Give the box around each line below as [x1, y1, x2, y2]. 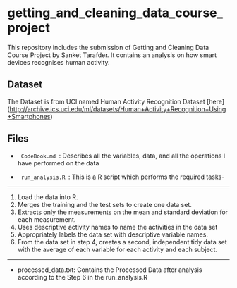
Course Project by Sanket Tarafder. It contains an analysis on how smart [7, 51, 217, 59]
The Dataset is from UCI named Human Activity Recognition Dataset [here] [7, 97, 224, 106]
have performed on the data [17, 158, 99, 167]
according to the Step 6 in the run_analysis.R [17, 273, 148, 281]
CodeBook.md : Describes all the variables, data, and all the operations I [20, 151, 226, 160]
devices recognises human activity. [7, 58, 111, 66]
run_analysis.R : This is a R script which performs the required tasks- [20, 173, 225, 181]
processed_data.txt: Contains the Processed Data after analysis [17, 265, 202, 274]
